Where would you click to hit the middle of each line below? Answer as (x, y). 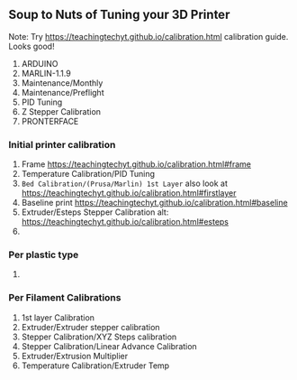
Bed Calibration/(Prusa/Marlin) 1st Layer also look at (125, 183)
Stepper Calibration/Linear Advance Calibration (109, 346)
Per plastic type (44, 255)
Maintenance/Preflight (63, 92)
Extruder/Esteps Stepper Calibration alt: (95, 212)
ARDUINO (40, 63)
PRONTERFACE (50, 121)
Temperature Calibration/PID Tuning (88, 174)
